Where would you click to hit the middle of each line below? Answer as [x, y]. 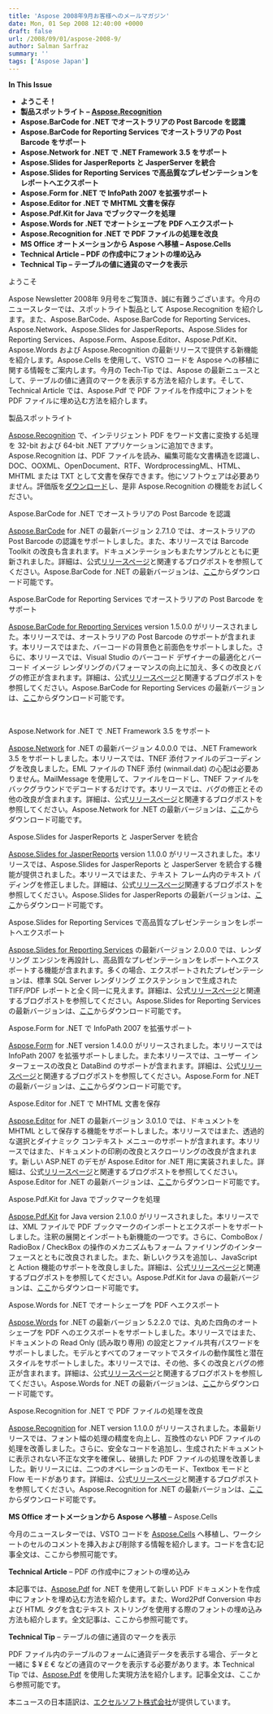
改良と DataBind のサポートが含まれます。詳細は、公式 [149, 1065]
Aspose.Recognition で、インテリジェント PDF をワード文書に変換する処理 [134, 435]
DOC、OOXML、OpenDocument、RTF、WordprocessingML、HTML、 [127, 466]
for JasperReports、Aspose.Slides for [184, 329]
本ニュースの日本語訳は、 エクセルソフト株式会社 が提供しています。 [122, 1702]
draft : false [30, 31]
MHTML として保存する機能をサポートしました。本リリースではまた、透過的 [136, 1131]
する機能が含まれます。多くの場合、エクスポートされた [122, 970]
